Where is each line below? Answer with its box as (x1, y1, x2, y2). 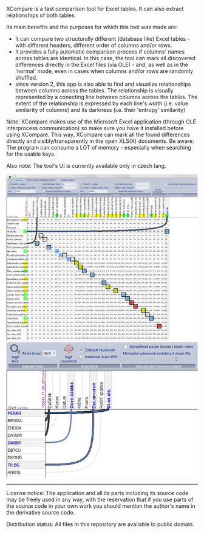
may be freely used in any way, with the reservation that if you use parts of (6, 496, 194, 503)
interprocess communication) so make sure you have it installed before (6, 125, 184, 131)
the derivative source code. (6, 508, 75, 516)
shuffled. (15, 74, 38, 81)
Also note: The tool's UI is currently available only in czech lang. (6, 162, 166, 169)
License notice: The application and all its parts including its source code (6, 489, 189, 496)
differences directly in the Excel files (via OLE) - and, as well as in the (15, 61, 188, 68)
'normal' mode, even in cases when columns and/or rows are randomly (15, 68, 193, 75)
